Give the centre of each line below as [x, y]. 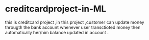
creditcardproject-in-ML [56, 9]
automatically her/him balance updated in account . [57, 32]
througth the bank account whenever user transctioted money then [73, 27]
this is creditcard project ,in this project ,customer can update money [75, 22]
